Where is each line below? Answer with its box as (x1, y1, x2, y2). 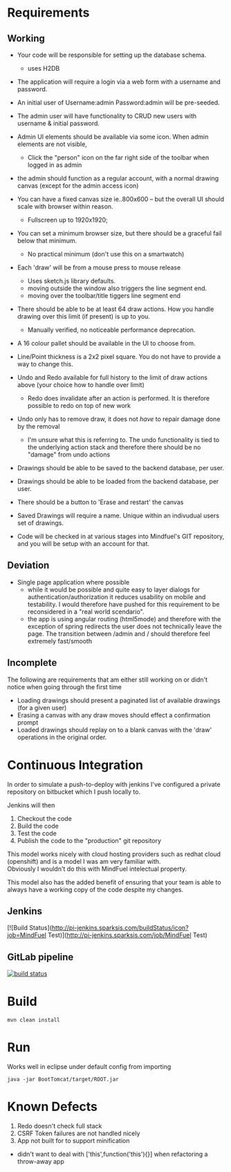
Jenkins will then (7, 801, 55, 809)
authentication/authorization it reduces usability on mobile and (27, 592, 206, 601)
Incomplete (7, 657, 57, 669)
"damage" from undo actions (27, 450, 111, 459)
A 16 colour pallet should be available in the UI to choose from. (17, 339, 196, 347)
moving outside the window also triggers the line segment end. (27, 284, 207, 292)
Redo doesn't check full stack (17, 1122, 102, 1130)
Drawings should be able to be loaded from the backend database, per (17, 477, 219, 486)
